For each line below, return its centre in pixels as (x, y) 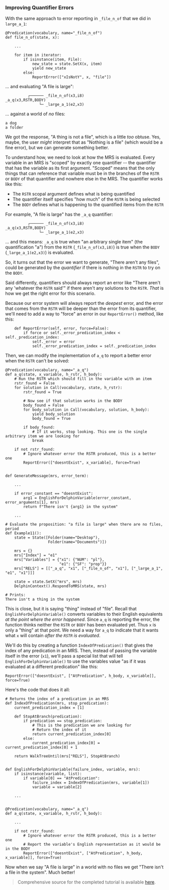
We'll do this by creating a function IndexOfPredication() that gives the (79, 645)
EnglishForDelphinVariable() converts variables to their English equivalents (84, 614)
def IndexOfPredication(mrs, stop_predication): (57, 704)
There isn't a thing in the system (43, 599)
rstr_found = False (35, 384)
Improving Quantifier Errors (39, 8)
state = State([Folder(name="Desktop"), (57, 538)
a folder (14, 128)
